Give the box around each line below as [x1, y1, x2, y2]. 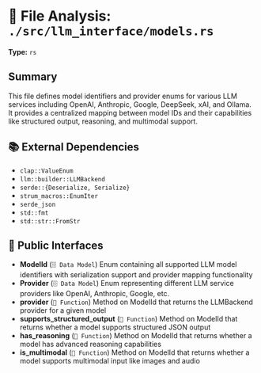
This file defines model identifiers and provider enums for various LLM [8, 91, 237, 101]
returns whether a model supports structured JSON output [19, 322, 211, 332]
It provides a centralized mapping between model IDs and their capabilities [8, 108, 252, 117]
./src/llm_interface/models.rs [8, 24, 214, 39]
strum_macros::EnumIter [19, 192, 99, 200]
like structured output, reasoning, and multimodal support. [8, 116, 198, 126]
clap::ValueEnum [19, 166, 74, 175]
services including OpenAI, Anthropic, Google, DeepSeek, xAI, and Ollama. [8, 99, 252, 109]
